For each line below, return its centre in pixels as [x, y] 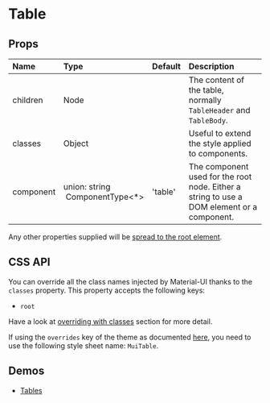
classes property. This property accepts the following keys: [106, 290]
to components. [218, 154]
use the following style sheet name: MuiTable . [84, 345]
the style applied [220, 143]
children [28, 100]
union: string [87, 187]
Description [211, 66]
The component [219, 166]
